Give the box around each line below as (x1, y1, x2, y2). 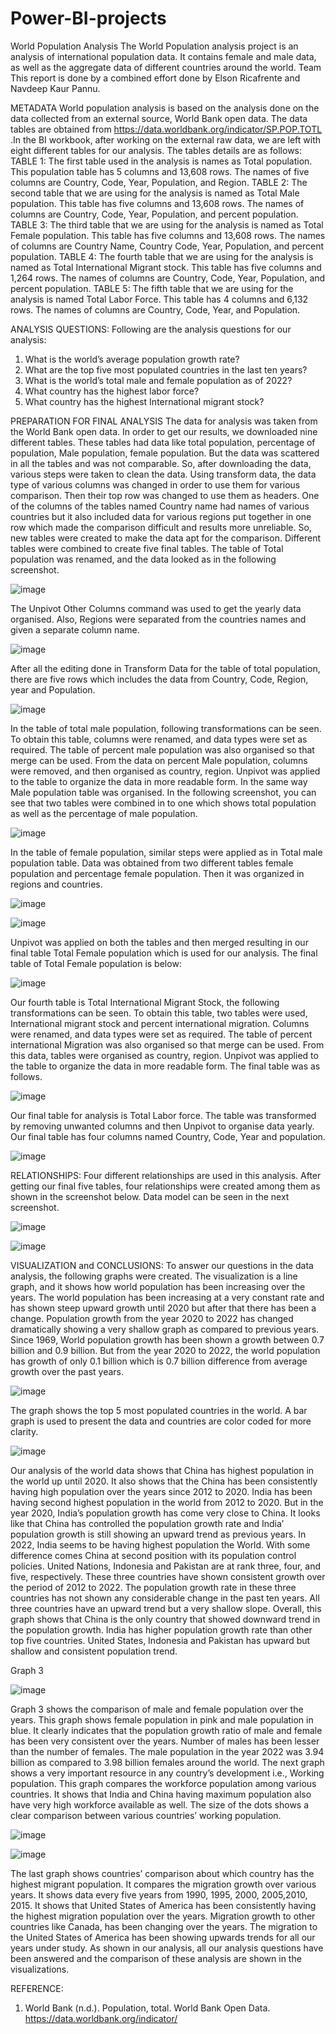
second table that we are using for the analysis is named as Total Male (10, 187, 300, 199)
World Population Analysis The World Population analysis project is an (10, 40, 299, 52)
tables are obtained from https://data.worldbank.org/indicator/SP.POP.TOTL (10, 123, 323, 135)
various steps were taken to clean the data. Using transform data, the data (10, 468, 317, 480)
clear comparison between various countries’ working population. (10, 1809, 282, 1821)
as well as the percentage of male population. (10, 807, 198, 819)
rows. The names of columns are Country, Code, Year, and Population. (10, 303, 301, 316)
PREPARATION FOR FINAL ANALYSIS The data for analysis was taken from (10, 415, 318, 427)
